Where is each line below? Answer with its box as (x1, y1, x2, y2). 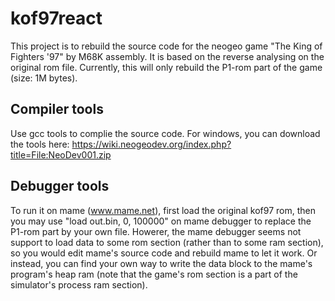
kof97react (10, 7, 103, 30)
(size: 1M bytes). (10, 72, 78, 84)
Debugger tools (10, 178, 110, 195)
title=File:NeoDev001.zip (10, 148, 112, 161)
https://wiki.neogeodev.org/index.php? (71, 138, 232, 150)
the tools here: (10, 138, 70, 150)
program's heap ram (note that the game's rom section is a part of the (10, 268, 298, 280)
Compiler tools (10, 101, 104, 118)
